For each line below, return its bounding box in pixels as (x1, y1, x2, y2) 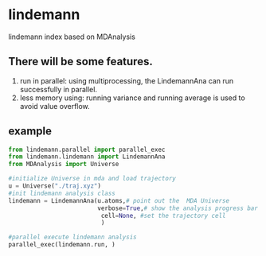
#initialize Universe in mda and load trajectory (8, 175, 177, 183)
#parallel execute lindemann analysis (8, 233, 137, 242)
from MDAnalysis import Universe (8, 161, 119, 169)
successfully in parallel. (19, 84, 98, 94)
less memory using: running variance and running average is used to (19, 93, 245, 103)
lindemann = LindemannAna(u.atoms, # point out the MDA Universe (8, 196, 229, 204)
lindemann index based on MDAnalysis (8, 32, 135, 41)
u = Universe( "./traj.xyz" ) (8, 182, 102, 190)
